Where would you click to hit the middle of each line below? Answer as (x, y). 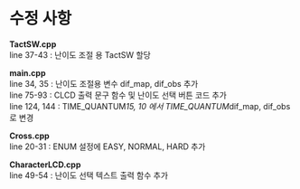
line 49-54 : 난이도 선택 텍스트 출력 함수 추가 (89, 175)
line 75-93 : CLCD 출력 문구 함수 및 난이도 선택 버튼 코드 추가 (118, 95)
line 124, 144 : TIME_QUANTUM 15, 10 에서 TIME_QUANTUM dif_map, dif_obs (150, 106)
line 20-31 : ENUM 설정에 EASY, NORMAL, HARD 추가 (108, 146)
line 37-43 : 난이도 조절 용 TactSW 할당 (80, 54)
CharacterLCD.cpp (45, 165)
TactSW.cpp (33, 44)
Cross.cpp (29, 136)
